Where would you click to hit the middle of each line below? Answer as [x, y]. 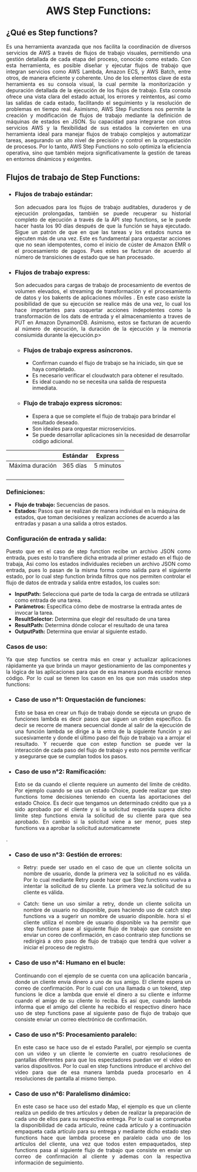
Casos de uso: [27, 647]
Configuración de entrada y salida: [57, 538]
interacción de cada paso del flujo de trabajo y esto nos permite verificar [103, 750]
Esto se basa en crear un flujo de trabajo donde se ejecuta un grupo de [103, 712]
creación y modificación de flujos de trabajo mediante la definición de [98, 115]
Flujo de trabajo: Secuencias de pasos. [62, 504]
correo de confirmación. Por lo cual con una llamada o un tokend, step [103, 988]
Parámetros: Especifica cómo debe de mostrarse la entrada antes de [98, 607]
